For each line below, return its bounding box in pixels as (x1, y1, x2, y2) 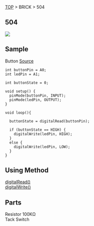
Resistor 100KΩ (5, 211, 36, 217)
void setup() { (5, 89, 36, 94)
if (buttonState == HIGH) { (9, 127, 66, 132)
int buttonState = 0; (5, 80, 49, 85)
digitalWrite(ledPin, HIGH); (14, 131, 73, 136)
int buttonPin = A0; (5, 67, 47, 72)
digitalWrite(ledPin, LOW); (14, 144, 70, 149)
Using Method (5, 166, 49, 175)
